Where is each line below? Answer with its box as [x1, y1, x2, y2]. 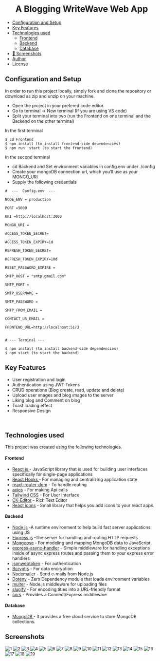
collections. [12, 619, 36, 624]
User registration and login [12, 377, 66, 382]
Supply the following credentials [12, 179, 77, 185]
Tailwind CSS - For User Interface [12, 492, 80, 498]
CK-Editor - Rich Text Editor [12, 497, 68, 503]
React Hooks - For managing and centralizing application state [12, 476, 138, 482]
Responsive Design [12, 408, 51, 414]
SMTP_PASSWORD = [5, 299, 38, 304]
